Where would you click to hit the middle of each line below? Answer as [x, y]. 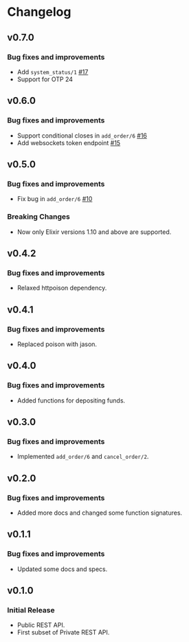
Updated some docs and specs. [62, 569]
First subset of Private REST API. [63, 632]
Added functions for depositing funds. [71, 400]
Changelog [39, 12]
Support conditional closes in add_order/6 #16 [82, 136]
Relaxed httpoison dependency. [62, 288]
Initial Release [31, 610]
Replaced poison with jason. [57, 344]
